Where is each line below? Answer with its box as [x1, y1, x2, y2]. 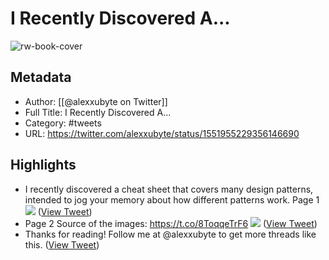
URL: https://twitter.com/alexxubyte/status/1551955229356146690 [24, 127, 300, 139]
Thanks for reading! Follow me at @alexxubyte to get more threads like [24, 228, 317, 240]
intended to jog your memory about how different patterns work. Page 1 [24, 193, 320, 206]
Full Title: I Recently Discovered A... [24, 106, 172, 118]
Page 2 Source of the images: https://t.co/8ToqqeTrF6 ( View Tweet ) [24, 217, 318, 229]
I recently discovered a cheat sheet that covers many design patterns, [24, 183, 314, 195]
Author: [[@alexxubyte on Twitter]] [24, 95, 168, 107]
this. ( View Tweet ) [24, 238, 100, 251]
